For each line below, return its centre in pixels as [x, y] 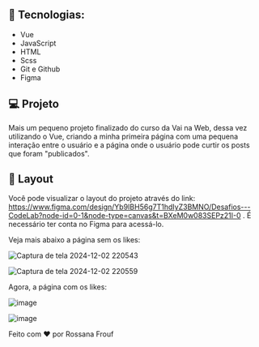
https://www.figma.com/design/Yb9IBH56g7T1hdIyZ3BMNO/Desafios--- [129, 207]
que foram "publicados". [49, 153]
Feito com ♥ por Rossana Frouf [61, 334]
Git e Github [40, 69]
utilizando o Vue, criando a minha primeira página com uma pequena [123, 136]
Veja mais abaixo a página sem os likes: [74, 240]
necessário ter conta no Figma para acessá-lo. [86, 225]
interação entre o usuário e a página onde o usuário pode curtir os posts [129, 145]
